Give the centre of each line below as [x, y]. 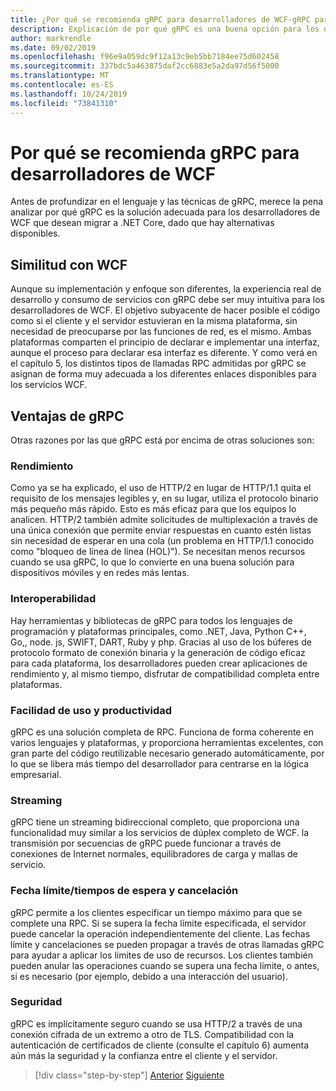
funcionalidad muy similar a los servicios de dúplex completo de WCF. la [160, 833]
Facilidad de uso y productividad [91, 710]
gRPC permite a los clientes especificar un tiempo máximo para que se [156, 912]
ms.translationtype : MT [60, 76]
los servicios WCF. [49, 385]
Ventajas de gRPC [67, 416]
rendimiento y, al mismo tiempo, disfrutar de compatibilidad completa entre [165, 673]
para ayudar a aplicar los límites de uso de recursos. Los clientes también [161, 955]
